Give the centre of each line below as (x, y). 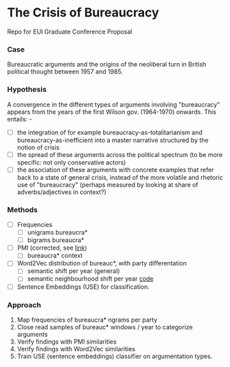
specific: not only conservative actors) (71, 162)
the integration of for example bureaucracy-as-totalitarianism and (110, 132)
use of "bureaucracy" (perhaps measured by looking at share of (108, 185)
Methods (22, 209)
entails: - (20, 119)
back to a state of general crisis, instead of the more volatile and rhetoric (120, 177)
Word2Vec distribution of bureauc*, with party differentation (102, 263)
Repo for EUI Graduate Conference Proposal (70, 32)
